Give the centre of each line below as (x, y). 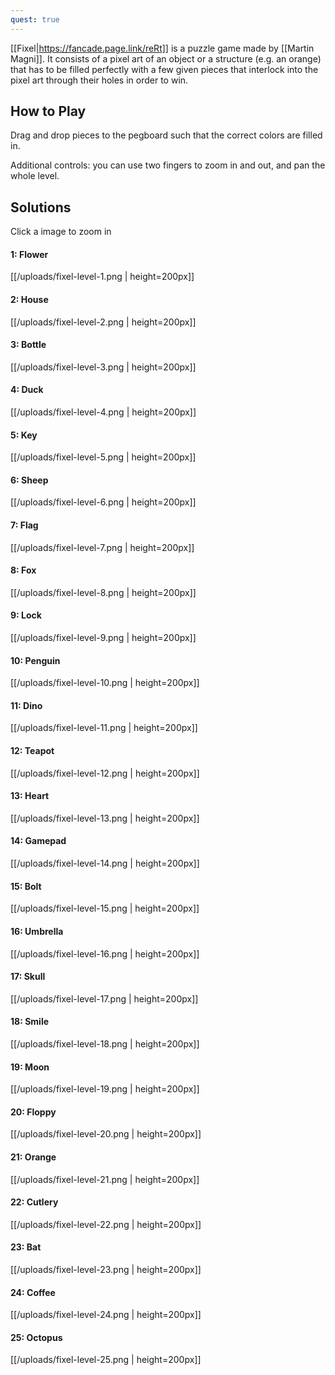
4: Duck (27, 390)
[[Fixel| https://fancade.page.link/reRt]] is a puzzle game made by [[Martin (162, 48)
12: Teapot (32, 751)
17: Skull (28, 977)
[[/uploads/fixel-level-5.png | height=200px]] (103, 457)
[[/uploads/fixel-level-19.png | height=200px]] (105, 1089)
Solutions (41, 207)
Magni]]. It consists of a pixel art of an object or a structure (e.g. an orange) (166, 58)
